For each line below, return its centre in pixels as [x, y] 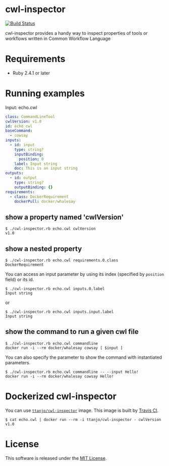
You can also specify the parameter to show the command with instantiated [84, 357]
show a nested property [44, 249]
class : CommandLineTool [30, 117]
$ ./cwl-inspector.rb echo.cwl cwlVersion [50, 229]
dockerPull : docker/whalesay [45, 201]
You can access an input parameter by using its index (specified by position [85, 274]
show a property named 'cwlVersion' [65, 217]
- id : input [22, 145]
